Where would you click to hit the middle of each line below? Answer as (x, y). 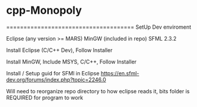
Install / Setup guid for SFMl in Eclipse (53, 73)
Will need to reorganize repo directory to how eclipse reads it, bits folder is (98, 91)
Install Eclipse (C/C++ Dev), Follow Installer (59, 50)
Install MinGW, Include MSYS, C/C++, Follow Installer (71, 62)
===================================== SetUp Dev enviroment (99, 27)
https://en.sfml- (120, 73)
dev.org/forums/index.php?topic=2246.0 (56, 80)
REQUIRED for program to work (45, 97)
